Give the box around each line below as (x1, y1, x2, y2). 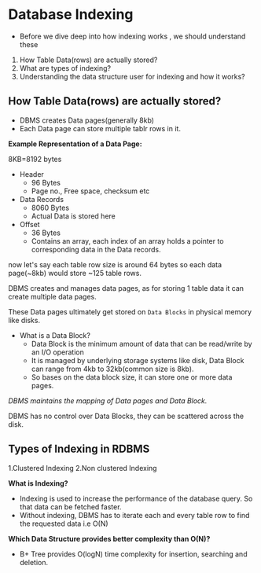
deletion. (19, 557, 49, 567)
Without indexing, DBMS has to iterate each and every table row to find (19, 510, 250, 520)
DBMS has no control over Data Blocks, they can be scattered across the (8, 411, 244, 421)
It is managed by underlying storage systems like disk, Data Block (31, 355, 244, 365)
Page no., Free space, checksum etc (31, 186, 150, 196)
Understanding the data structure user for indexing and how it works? (19, 72, 245, 81)
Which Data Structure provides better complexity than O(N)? (8, 534, 211, 543)
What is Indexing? (8, 478, 68, 488)
